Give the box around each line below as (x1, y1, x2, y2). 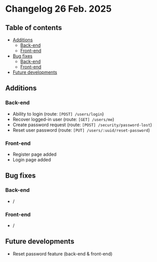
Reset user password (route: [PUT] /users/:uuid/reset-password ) (12, 127, 150, 133)
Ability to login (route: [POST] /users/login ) (12, 110, 104, 117)
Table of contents (5, 23, 62, 32)
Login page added (12, 156, 51, 163)
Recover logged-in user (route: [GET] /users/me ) (12, 116, 114, 122)
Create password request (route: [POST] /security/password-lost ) (12, 122, 152, 128)
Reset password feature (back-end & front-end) (12, 250, 113, 257)
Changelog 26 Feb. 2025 (5, 3, 112, 15)
